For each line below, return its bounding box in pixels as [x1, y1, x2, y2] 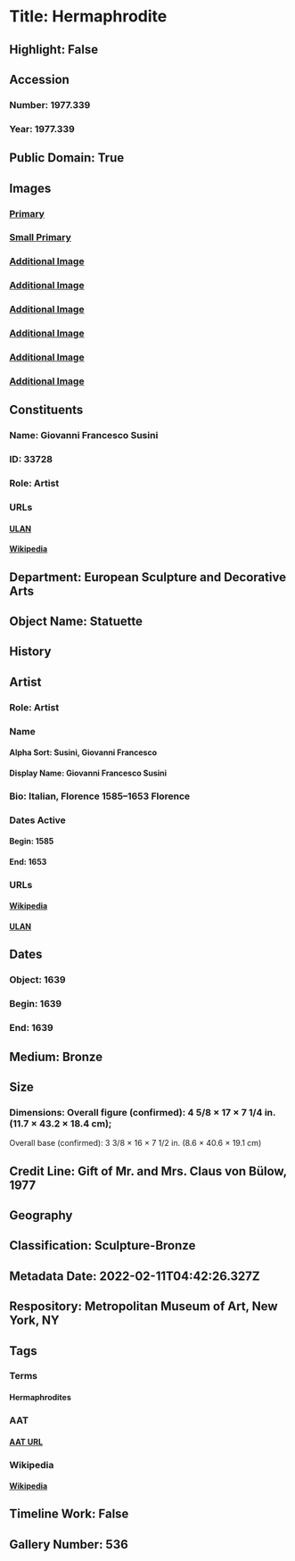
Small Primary [9, 231, 71, 244]
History [9, 644, 52, 660]
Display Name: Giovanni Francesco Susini [9, 768, 168, 778]
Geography [9, 1208, 73, 1223]
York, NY [9, 1313, 60, 1328]
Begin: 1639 [9, 998, 62, 1010]
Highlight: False [9, 42, 99, 57]
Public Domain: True [9, 150, 125, 166]
